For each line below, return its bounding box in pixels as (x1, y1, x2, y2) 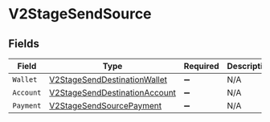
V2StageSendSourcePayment (49, 100, 162, 111)
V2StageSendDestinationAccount (49, 87, 177, 98)
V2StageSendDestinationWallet (49, 74, 167, 85)
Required (183, 61, 219, 71)
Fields (8, 37, 40, 51)
